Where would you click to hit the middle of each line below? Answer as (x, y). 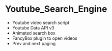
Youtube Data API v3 (33, 27)
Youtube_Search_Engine (56, 9)
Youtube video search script (41, 23)
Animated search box (34, 33)
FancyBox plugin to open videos (45, 38)
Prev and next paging (34, 43)
